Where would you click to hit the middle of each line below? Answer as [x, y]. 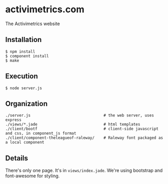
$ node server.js [24, 88]
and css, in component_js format [41, 134]
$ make [12, 60]
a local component [25, 142]
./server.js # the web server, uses [80, 116]
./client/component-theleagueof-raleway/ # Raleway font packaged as [84, 138]
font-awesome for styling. [32, 176]
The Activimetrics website [33, 24]
